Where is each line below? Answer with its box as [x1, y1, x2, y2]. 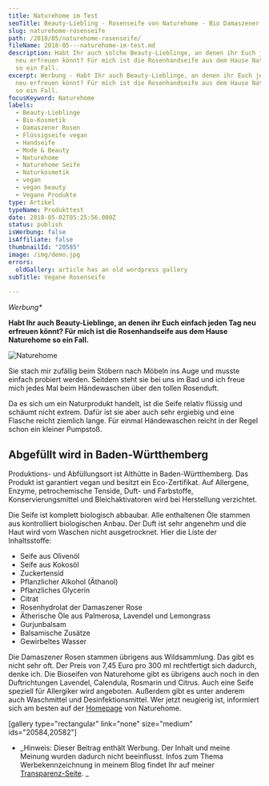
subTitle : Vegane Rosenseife [8, 273, 106, 281]
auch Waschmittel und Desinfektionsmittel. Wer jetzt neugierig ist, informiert [8, 694, 259, 704]
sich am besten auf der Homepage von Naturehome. [8, 703, 182, 713]
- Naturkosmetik [15, 169, 70, 177]
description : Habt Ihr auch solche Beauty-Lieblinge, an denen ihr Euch [8, 49, 256, 57]
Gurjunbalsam [19, 619, 66, 629]
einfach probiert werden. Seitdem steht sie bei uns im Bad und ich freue [8, 375, 246, 385]
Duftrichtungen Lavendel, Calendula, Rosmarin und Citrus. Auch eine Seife [8, 678, 254, 687]
